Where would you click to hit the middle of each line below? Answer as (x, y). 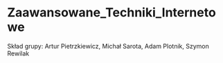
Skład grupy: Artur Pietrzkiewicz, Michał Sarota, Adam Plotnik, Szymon (108, 46)
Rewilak (18, 53)
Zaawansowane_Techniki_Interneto (111, 13)
